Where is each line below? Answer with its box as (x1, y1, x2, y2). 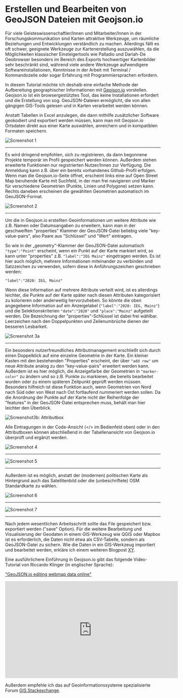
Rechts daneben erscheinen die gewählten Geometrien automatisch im (5, 188, 149, 194)
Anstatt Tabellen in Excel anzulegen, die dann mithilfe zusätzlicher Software (5, 112, 159, 118)
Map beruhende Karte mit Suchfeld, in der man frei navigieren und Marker (5, 177, 155, 183)
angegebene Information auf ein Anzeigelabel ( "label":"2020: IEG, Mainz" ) (5, 302, 160, 309)
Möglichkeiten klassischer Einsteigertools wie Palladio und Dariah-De (5, 51, 146, 57)
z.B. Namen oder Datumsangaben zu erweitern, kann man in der (5, 222, 136, 228)
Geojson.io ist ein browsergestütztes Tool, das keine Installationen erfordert (5, 92, 159, 98)
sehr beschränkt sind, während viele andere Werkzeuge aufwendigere (5, 62, 148, 68)
